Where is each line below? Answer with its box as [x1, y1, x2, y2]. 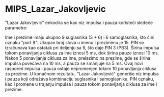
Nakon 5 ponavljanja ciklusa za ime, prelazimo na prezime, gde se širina [5, 55, 151, 61]
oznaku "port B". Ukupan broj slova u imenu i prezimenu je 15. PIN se [5, 39, 144, 45]
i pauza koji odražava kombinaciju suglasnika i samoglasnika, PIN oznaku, [5, 76, 155, 82]
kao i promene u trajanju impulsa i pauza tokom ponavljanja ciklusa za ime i [5, 81, 157, 87]
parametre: [5, 24, 27, 30]
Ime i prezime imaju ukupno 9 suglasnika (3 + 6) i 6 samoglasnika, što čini [5, 34, 155, 40]
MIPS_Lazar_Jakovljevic [5, 3, 106, 15]
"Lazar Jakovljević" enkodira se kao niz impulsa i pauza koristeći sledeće [5, 20, 153, 25]
